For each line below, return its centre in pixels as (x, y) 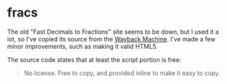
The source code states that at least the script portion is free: (94, 59)
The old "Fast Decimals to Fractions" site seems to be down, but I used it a (113, 32)
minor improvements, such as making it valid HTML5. (83, 46)
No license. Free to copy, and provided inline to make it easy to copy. (122, 73)
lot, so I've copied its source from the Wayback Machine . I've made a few (111, 39)
